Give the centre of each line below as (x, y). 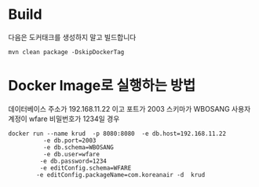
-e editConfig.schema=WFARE (86, 168)
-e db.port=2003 (69, 140)
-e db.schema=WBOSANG (78, 147)
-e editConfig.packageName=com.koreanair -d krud (121, 174)
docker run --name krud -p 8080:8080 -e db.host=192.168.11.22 (117, 134)
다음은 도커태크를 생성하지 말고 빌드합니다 (72, 37)
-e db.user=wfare (71, 154)
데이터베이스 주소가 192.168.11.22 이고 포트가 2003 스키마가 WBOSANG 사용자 (129, 108)
